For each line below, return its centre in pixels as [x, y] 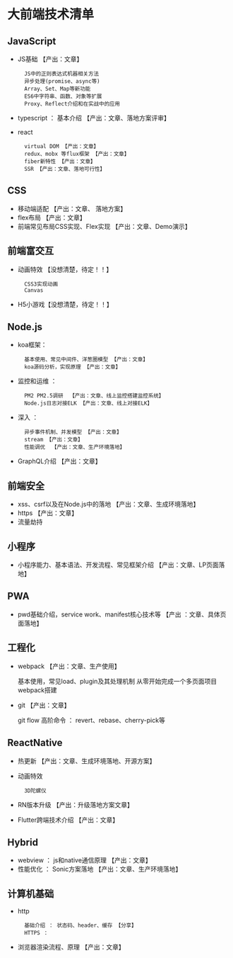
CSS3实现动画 [41, 284]
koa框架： [32, 345]
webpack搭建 [37, 690]
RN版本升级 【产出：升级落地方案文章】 [76, 804]
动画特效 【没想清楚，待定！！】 [65, 269]
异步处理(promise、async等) [62, 81]
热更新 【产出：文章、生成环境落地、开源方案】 [86, 761]
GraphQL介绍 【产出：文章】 [59, 461]
